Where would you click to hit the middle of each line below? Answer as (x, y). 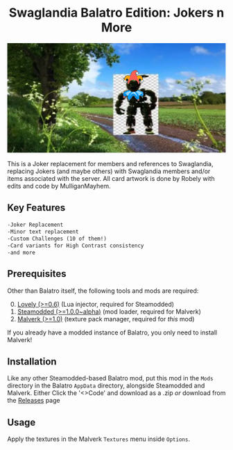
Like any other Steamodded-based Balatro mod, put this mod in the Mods (110, 378)
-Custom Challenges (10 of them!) (57, 239)
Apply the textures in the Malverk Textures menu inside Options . (99, 439)
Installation (32, 361)
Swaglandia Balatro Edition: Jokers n (116, 13)
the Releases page (34, 401)
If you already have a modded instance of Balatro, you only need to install (112, 332)
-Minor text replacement (43, 232)
